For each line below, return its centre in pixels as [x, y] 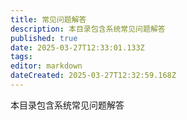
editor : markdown [46, 66]
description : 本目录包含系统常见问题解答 [88, 29]
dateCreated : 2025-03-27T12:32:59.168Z [93, 76]
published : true [44, 38]
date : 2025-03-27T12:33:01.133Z [77, 47]
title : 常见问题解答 [48, 19]
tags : [21, 57]
